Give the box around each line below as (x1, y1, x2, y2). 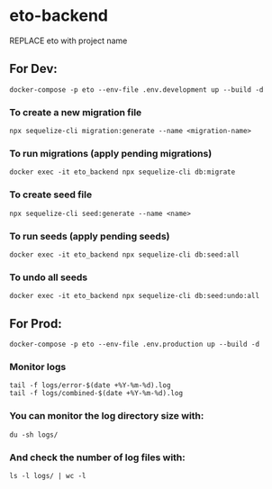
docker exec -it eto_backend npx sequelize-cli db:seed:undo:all (9, 292, 259, 301)
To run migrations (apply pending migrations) (9, 147, 213, 159)
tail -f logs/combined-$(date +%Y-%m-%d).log (9, 389, 183, 398)
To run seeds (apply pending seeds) (9, 230, 170, 242)
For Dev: (9, 61, 59, 77)
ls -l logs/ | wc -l (9, 471, 87, 480)
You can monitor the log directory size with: (9, 410, 204, 422)
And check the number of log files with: (9, 451, 186, 464)
